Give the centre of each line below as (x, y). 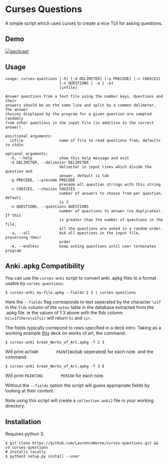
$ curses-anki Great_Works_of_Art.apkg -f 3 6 (55, 366)
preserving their (23, 237)
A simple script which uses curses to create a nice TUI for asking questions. (84, 23)
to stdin (14, 145)
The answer (17, 109)
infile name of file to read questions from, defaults (85, 140)
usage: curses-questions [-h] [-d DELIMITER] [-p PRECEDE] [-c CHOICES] (83, 79)
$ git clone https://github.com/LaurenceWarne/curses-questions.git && (82, 443)
